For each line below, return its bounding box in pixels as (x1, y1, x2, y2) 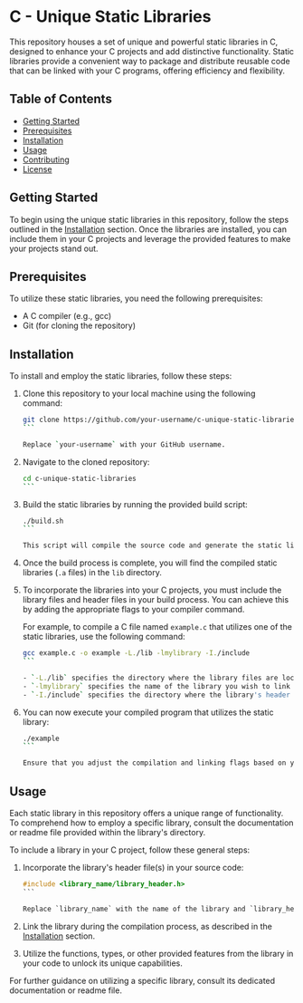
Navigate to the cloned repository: (22, 456, 150, 468)
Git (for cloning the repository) (22, 320, 137, 332)
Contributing (22, 154, 70, 165)
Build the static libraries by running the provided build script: (22, 498, 249, 509)
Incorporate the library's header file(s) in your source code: (22, 863, 244, 873)
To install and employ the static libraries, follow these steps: (9, 371, 232, 381)
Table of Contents (9, 92, 113, 107)
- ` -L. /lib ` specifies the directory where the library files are (22, 673, 279, 682)
